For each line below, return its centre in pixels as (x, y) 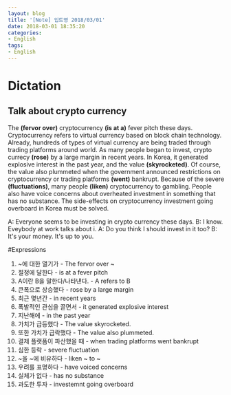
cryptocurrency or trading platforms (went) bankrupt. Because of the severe (116, 179)
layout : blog (26, 13)
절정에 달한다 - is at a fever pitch (63, 272)
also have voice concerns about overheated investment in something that (112, 193)
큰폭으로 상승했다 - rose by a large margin (76, 289)
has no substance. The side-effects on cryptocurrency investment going (111, 201)
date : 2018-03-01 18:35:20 (46, 26)
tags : (15, 45)
